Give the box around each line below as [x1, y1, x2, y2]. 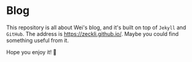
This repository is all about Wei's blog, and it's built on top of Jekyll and [6, 24, 187, 31]
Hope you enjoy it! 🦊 [6, 48, 57, 55]
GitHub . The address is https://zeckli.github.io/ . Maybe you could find [6, 30, 179, 37]
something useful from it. [6, 36, 69, 44]
